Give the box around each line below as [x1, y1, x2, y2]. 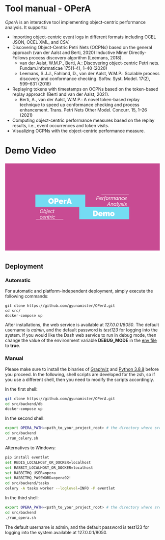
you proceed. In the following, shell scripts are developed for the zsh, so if [5, 371, 156, 377]
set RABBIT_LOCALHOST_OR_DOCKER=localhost [5, 465, 93, 470]
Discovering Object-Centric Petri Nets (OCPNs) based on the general [12, 44, 152, 50]
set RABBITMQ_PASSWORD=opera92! [5, 476, 71, 481]
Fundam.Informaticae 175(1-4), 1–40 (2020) [19, 65, 108, 71]
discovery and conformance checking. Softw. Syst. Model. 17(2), [19, 76, 151, 81]
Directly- [129, 50, 147, 55]
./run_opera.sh [5, 515, 36, 520]
